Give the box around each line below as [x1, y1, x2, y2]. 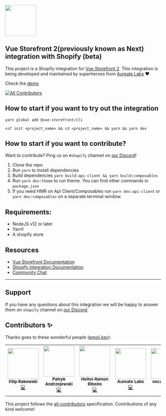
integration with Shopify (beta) [5, 52, 102, 61]
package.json [12, 184, 40, 189]
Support [5, 289, 31, 297]
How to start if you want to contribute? [5, 139, 126, 148]
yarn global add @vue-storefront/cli [5, 117, 83, 123]
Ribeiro [87, 381, 102, 387]
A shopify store [12, 232, 43, 238]
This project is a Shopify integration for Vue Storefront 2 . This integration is [5, 65, 158, 71]
